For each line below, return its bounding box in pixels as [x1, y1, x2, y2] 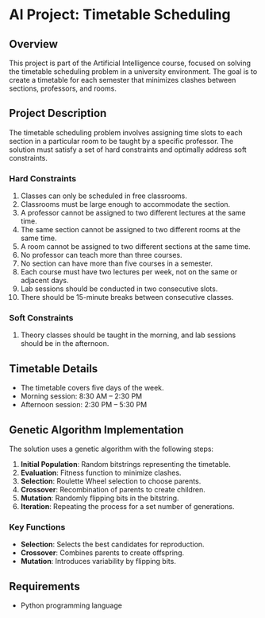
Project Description [9, 107, 107, 120]
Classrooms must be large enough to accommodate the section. [20, 200, 231, 209]
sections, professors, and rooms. [9, 84, 117, 93]
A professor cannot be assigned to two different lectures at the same [20, 208, 246, 218]
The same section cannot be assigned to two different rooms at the [20, 225, 241, 235]
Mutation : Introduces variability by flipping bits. [20, 557, 177, 566]
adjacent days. [20, 276, 69, 286]
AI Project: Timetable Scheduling [9, 6, 231, 24]
